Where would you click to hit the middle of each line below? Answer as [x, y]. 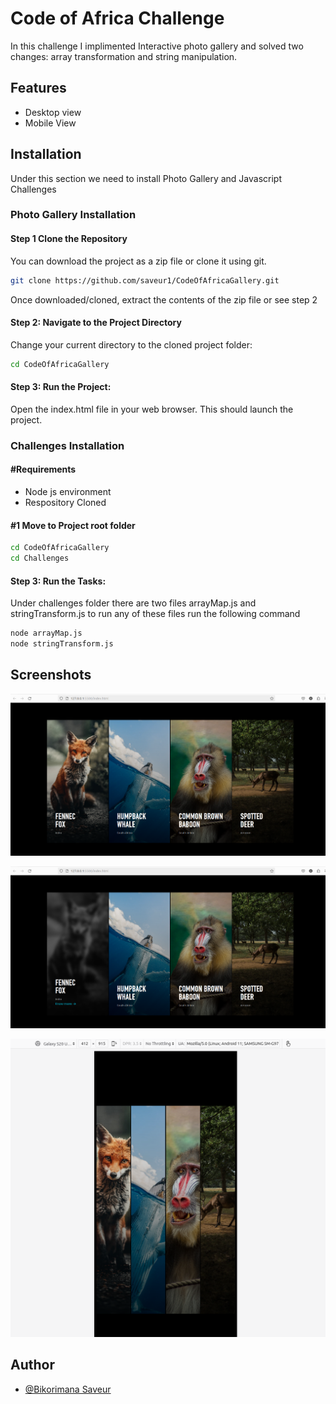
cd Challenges [40, 558]
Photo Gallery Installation [73, 215]
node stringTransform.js [62, 644]
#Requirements [43, 469]
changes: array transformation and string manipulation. [124, 56]
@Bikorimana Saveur [68, 1389]
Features [38, 88]
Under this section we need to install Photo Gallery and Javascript [146, 178]
